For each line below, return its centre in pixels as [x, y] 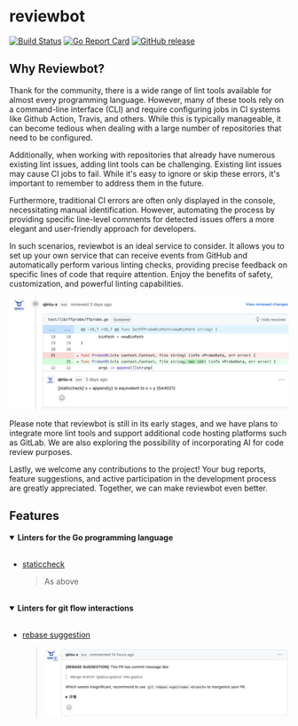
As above [61, 581]
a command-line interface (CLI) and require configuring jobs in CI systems [145, 109]
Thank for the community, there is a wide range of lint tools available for [141, 90]
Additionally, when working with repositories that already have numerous [142, 155]
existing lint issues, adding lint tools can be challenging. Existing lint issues [145, 164]
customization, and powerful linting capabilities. [97, 283]
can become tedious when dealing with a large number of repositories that [145, 128]
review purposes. [41, 452]
